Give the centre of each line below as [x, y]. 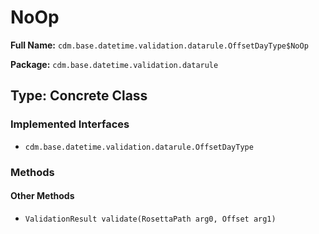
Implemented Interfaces [70, 124]
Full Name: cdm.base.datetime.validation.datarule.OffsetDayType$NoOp [159, 45]
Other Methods [42, 196]
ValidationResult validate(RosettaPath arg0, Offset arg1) [150, 219]
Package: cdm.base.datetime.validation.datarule [114, 64]
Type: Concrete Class [79, 96]
